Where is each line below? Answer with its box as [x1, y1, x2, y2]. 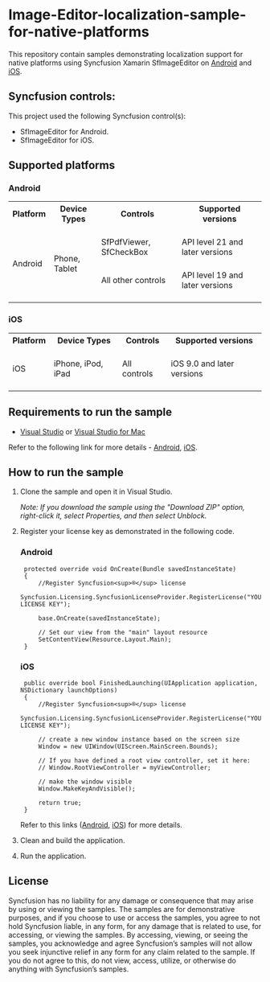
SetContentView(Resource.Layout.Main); [38, 635, 172, 643]
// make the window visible [38, 778, 133, 786]
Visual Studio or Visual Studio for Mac [19, 426, 146, 436]
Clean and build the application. [19, 835, 125, 845]
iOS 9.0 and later [170, 358, 235, 369]
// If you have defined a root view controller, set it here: [38, 756, 251, 765]
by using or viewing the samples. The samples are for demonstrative [8, 904, 235, 914]
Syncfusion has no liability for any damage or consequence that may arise [8, 895, 254, 906]
